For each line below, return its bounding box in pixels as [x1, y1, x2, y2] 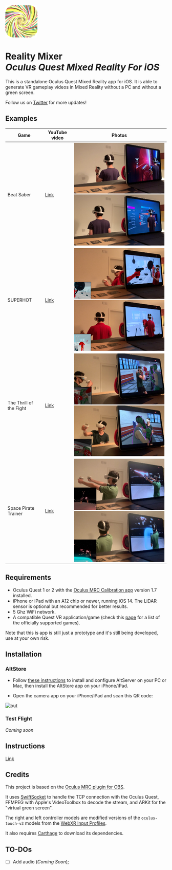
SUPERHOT [7, 297, 32, 303]
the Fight [7, 405, 27, 411]
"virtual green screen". [5, 805, 53, 811]
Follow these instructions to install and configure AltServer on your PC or [12, 677, 167, 683]
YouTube [48, 129, 68, 136]
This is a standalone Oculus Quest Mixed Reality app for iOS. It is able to [5, 78, 158, 84]
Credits [5, 770, 30, 779]
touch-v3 [5, 821, 24, 826]
